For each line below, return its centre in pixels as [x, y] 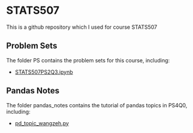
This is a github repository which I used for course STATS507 [82, 27]
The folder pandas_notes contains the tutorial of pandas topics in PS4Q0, [97, 105]
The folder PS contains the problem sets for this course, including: [88, 60]
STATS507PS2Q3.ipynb [44, 72]
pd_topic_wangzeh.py [42, 123]
